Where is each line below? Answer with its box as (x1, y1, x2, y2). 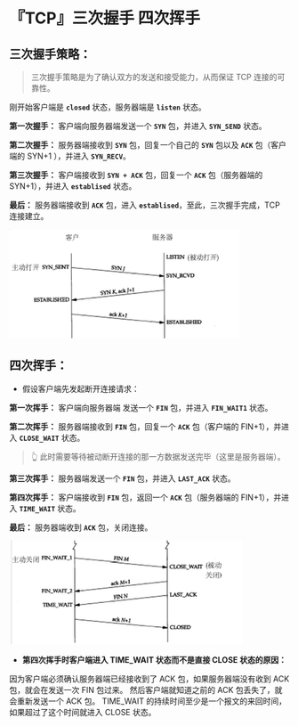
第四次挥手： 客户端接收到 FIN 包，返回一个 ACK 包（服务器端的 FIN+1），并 (9, 492, 282, 502)
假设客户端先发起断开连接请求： (21, 383, 140, 394)
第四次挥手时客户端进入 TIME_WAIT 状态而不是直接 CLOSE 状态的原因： (21, 654, 287, 665)
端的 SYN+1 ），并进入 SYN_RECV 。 (9, 151, 132, 161)
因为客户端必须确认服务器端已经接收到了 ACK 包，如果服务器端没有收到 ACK (9, 673, 290, 684)
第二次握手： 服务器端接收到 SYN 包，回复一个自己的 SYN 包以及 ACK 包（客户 (9, 140, 287, 150)
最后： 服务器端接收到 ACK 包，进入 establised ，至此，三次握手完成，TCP (9, 200, 280, 210)
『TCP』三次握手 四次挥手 (9, 8, 201, 29)
